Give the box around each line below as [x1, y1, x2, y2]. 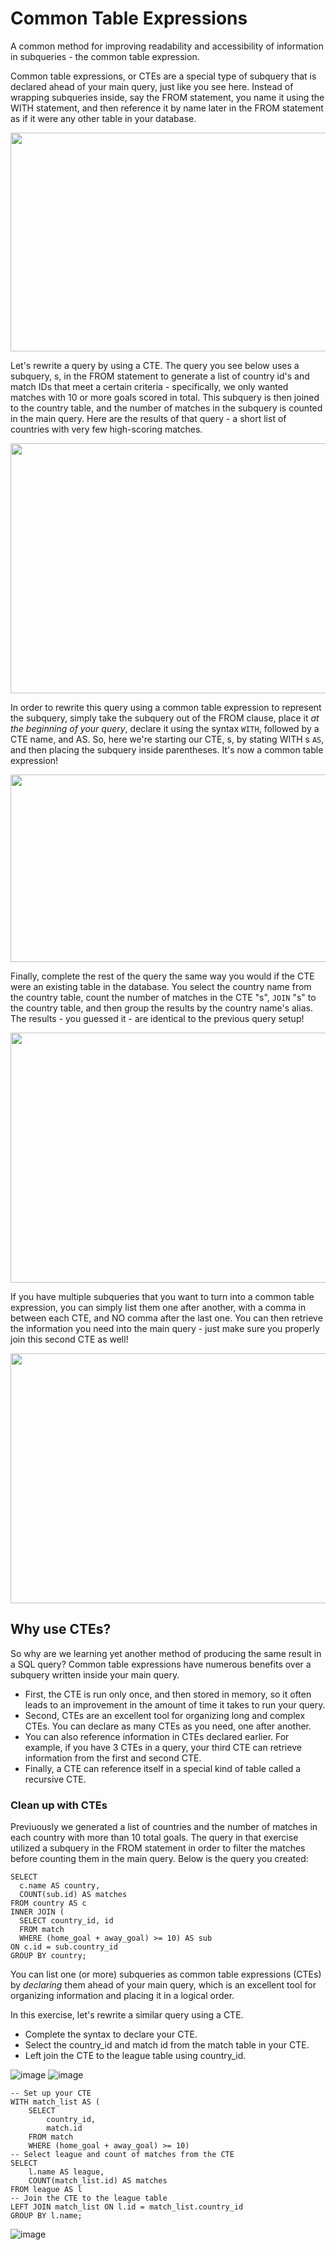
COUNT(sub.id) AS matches [19, 1890, 128, 1900]
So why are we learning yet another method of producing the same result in [10, 1647, 322, 1659]
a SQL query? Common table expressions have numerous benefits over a [10, 1658, 312, 1670]
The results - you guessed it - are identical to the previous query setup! [10, 1012, 305, 1024]
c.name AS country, [19, 1881, 101, 1891]
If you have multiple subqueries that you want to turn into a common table [10, 1290, 315, 1302]
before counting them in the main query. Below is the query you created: [10, 1853, 309, 1865]
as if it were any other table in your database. [10, 112, 197, 124]
